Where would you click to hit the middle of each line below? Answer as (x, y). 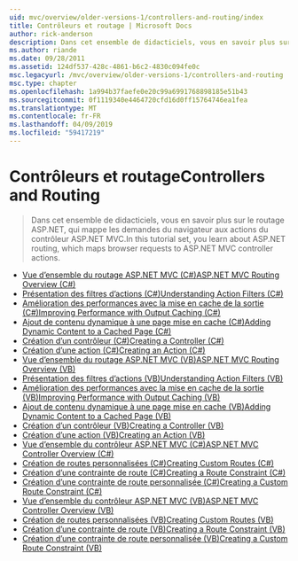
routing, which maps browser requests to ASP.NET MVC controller (152, 248)
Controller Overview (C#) (68, 454)
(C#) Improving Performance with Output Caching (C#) (122, 312)
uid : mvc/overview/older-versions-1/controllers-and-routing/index (137, 17)
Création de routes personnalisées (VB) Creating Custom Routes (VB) (148, 519)
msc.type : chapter (43, 83)
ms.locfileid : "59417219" (57, 133)
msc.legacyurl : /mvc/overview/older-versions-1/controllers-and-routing (146, 75)
